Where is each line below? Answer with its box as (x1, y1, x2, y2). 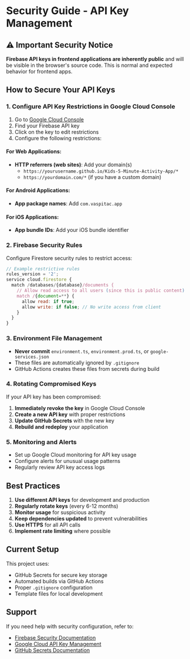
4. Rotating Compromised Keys (6, 380, 97, 388)
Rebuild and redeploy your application (14, 423, 108, 430)
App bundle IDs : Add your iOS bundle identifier (14, 227, 129, 234)
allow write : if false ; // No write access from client (21, 304, 161, 310)
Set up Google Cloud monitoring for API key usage (14, 451, 137, 458)
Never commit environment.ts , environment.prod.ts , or (14, 347, 150, 354)
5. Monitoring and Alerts (6, 438, 77, 446)
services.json (14, 354, 49, 360)
